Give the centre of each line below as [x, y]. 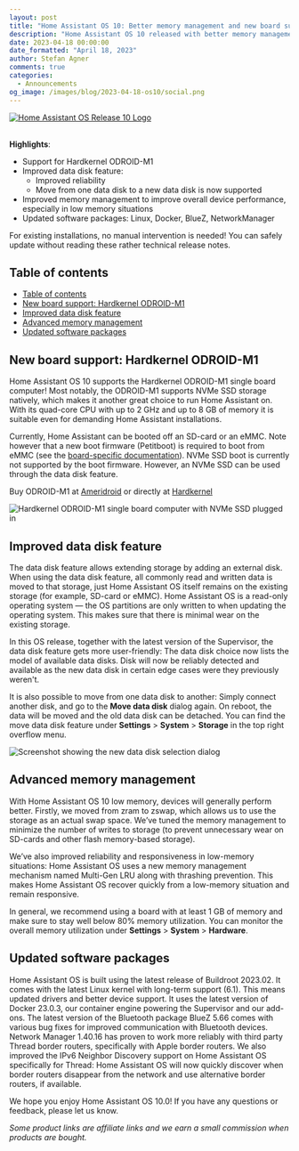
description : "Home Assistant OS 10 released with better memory [133, 34]
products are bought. [48, 1137]
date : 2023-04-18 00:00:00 [59, 42]
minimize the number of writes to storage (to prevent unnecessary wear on [147, 830]
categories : [31, 76]
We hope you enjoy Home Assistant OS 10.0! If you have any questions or [144, 1101]
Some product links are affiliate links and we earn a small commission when [149, 1128]
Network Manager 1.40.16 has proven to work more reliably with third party [146, 1036]
